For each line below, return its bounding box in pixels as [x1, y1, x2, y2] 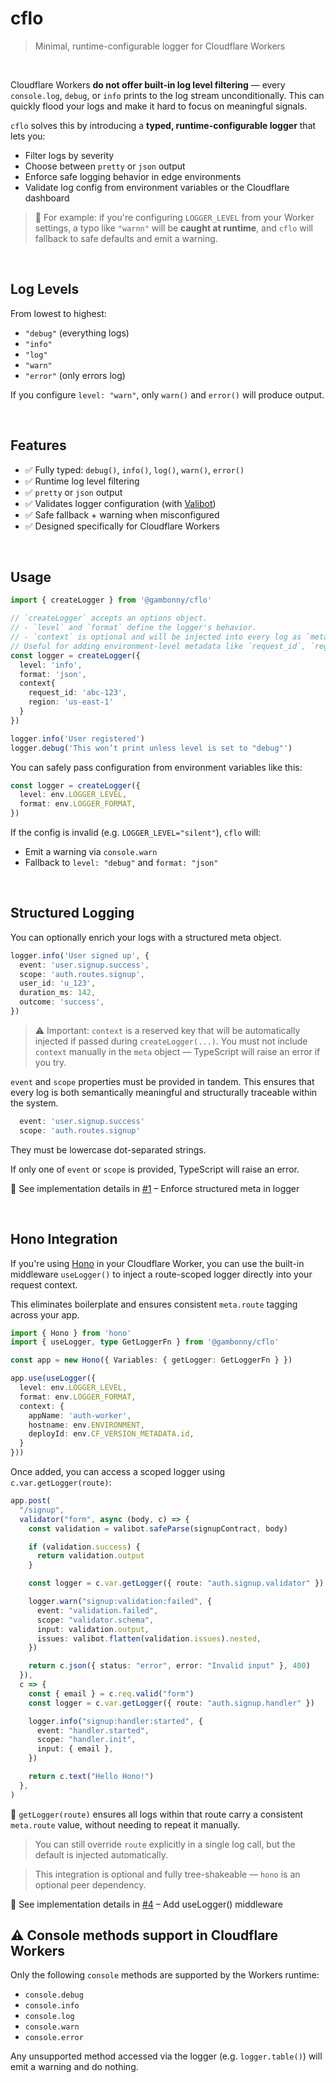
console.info [24, 2001, 80, 2011]
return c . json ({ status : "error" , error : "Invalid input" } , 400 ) [28, 1661, 311, 1671]
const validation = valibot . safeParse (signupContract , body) [28, 1523, 288, 1534]
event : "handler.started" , [36, 1725, 150, 1736]
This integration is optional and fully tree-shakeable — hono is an [34, 1868, 301, 1880]
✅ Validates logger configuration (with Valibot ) [24, 497, 217, 509]
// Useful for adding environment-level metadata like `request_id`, [10, 641, 307, 651]
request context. [10, 1278, 78, 1291]
